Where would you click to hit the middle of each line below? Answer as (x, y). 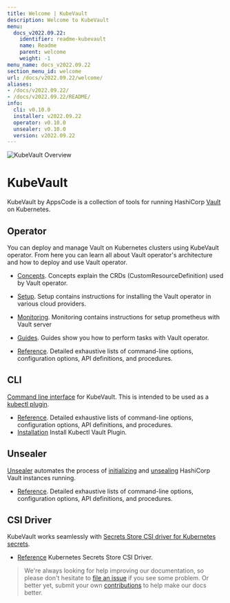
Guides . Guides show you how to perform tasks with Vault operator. (113, 338)
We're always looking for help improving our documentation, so (114, 571)
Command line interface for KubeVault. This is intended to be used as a (108, 397)
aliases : (20, 84)
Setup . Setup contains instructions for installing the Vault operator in (114, 296)
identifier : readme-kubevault (63, 39)
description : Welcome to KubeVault (58, 20)
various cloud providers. (52, 304)
